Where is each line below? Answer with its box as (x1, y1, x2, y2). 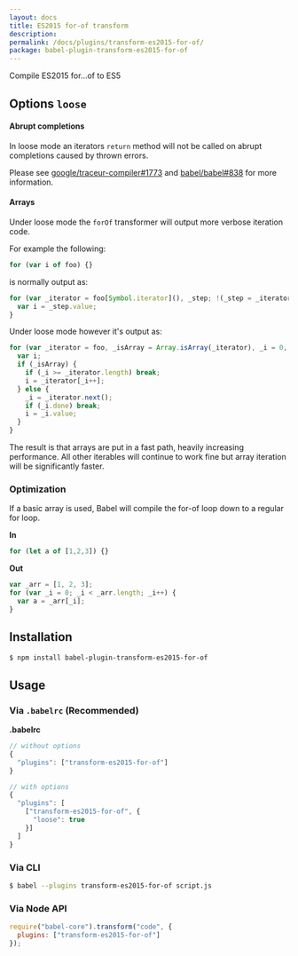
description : (9, 29, 58, 38)
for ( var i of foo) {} (9, 260, 93, 269)
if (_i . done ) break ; (25, 401, 101, 410)
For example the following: (9, 243, 106, 254)
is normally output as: (9, 276, 89, 287)
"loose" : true (32, 816, 86, 825)
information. (9, 177, 54, 187)
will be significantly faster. (9, 461, 105, 471)
